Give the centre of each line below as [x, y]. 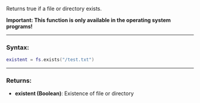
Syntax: [18, 47]
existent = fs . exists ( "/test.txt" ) [50, 60]
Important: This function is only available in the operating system [88, 20]
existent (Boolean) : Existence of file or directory [74, 93]
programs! [19, 26]
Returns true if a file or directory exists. [54, 9]
